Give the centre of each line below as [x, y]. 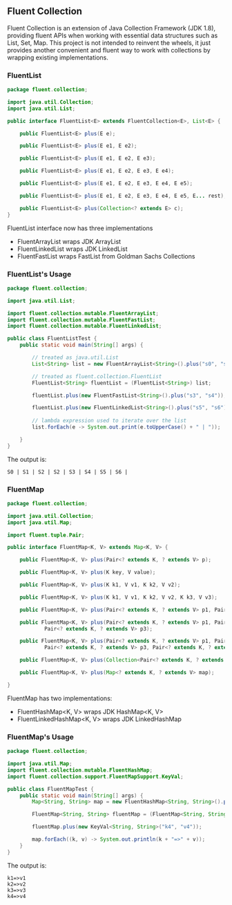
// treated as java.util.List [75, 358]
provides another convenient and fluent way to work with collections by [109, 50]
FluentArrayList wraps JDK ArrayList [69, 241]
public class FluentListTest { [52, 339]
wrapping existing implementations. [58, 57]
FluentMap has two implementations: [60, 698]
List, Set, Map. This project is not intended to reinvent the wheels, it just [109, 43]
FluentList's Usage [39, 274]
